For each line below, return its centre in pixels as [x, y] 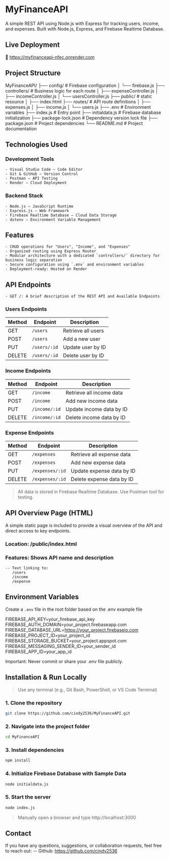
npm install [18, 761]
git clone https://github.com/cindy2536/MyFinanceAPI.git [68, 714]
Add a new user [82, 339]
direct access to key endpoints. [38, 530]
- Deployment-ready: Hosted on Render [46, 269]
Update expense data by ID [103, 471]
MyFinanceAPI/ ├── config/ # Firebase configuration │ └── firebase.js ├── [85, 85]
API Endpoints [28, 285]
